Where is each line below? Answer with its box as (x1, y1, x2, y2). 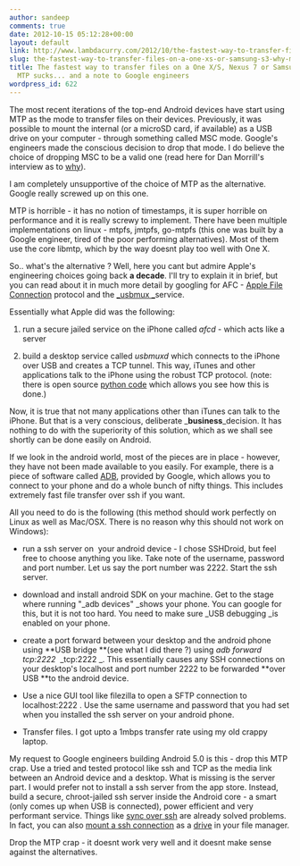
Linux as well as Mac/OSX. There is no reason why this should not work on (9, 516, 284, 527)
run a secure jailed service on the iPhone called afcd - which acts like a (21, 324, 286, 334)
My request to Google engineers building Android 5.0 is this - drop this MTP (9, 752, 288, 764)
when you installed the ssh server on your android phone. (21, 709, 235, 719)
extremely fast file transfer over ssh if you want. (9, 489, 186, 500)
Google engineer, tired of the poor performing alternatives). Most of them (9, 233, 279, 244)
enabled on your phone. (21, 618, 111, 628)
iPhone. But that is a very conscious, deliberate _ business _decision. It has (9, 415, 282, 425)
